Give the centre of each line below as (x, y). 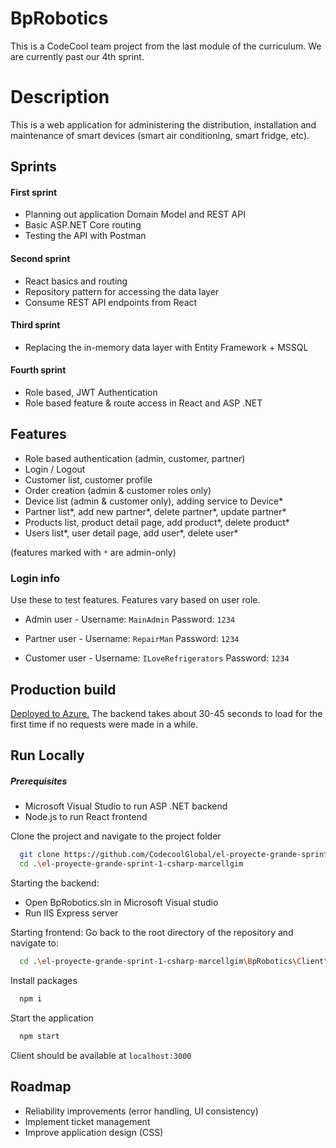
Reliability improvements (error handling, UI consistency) (141, 1111)
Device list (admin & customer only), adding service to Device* (154, 501)
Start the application (52, 1018)
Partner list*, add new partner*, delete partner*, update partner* (155, 511)
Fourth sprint (38, 370)
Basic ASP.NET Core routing (83, 225)
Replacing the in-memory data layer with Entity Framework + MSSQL (166, 347)
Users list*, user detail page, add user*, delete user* (131, 533)
